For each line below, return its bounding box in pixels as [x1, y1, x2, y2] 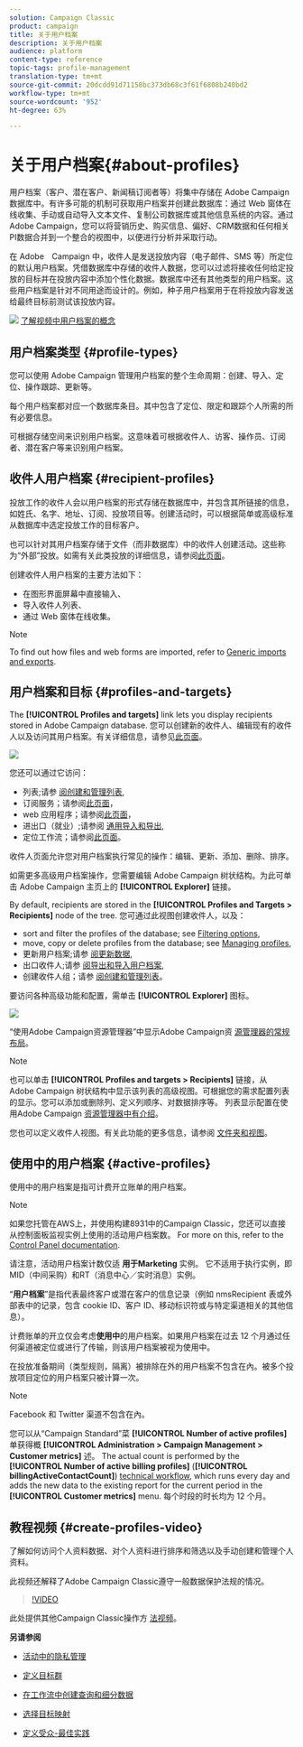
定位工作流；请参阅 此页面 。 [22, 832, 126, 842]
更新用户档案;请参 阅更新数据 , [22, 948, 133, 959]
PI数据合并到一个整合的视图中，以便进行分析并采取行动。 [9, 232, 223, 243]
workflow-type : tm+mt [9, 88, 91, 98]
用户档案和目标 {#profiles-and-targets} [9, 684, 233, 700]
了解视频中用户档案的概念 [20, 315, 115, 326]
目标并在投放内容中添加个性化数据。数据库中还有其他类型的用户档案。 [24, 274, 286, 284]
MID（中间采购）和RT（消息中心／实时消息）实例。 [9, 1269, 201, 1280]
